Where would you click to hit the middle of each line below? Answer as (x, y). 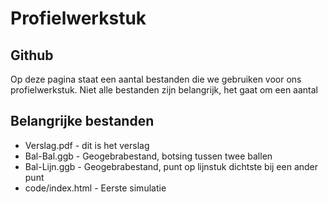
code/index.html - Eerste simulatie (95, 188)
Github (32, 55)
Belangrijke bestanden (82, 121)
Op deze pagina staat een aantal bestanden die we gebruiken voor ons (156, 79)
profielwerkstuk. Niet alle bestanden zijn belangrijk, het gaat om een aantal (164, 90)
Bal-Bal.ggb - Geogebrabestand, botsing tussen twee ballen (148, 156)
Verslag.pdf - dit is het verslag (87, 145)
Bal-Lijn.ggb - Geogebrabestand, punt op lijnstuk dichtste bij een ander (171, 166)
